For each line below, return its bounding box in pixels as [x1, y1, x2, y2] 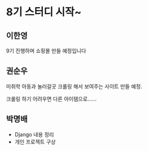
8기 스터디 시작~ [6, 5, 82, 19]
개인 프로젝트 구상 [14, 138, 56, 145]
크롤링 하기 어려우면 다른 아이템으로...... [6, 95, 97, 102]
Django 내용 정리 [14, 130, 54, 138]
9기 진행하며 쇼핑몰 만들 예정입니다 [6, 48, 86, 54]
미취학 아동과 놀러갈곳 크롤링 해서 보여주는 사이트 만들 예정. [6, 83, 143, 90]
